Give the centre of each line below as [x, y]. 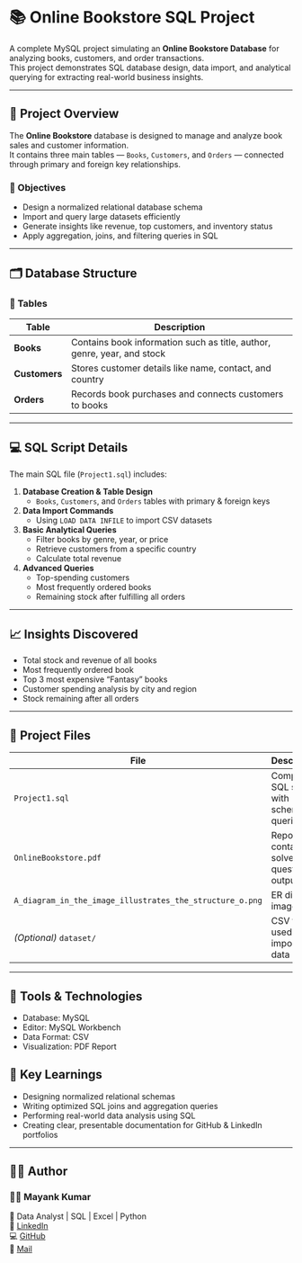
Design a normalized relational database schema [112, 207]
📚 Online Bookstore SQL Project [132, 18]
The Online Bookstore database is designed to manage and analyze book [146, 135]
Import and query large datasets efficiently [102, 217]
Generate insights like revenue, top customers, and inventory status [147, 227]
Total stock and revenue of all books [89, 660]
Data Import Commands [68, 510]
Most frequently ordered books [93, 587]
